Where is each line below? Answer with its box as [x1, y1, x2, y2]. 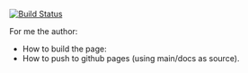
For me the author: [9, 26, 78, 36]
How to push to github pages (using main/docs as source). [22, 53, 240, 63]
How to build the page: [22, 43, 107, 54]
